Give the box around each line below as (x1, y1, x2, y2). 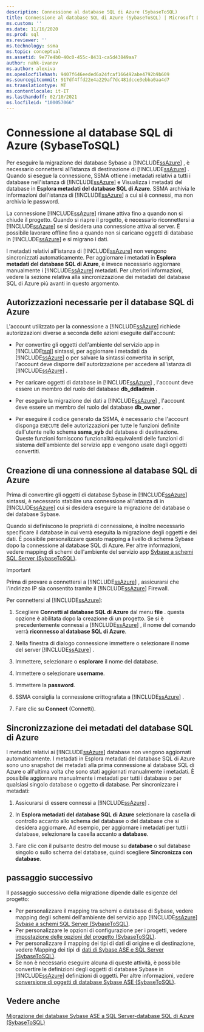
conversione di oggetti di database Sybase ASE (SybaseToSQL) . (15, 978, 176, 986)
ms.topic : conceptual (6, 49, 61, 55)
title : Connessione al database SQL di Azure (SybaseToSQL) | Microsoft (6, 15, 194, 21)
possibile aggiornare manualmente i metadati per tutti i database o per (6, 774, 182, 782)
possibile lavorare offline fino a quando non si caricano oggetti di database (6, 229, 194, 236)
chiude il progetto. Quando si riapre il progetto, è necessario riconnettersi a (6, 216, 194, 223)
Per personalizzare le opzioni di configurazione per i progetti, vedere (15, 927, 187, 934)
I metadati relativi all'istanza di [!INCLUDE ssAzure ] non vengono (6, 247, 167, 255)
